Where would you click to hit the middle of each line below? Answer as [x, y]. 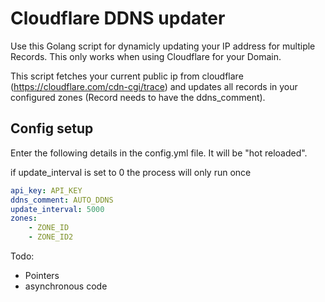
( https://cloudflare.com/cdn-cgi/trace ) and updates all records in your [154, 86]
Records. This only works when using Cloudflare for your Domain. [146, 56]
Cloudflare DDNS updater [118, 18]
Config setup [52, 128]
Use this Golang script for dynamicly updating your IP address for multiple [163, 46]
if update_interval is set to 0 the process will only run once [131, 172]
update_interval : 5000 [57, 209]
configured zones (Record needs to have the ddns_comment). [138, 97]
